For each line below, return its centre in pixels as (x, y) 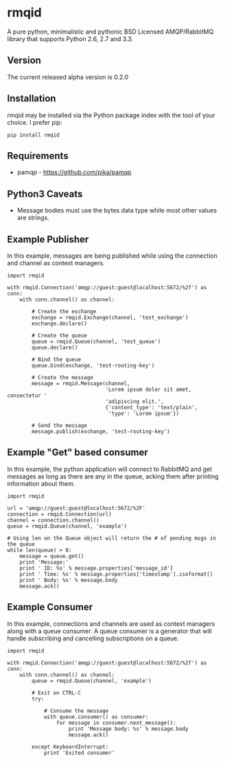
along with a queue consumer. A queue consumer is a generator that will (110, 631)
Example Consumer (50, 607)
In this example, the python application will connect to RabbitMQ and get (110, 469)
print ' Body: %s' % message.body (69, 580)
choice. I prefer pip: (35, 122)
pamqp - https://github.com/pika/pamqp (74, 172)
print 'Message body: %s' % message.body (128, 729)
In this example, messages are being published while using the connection (113, 256)
